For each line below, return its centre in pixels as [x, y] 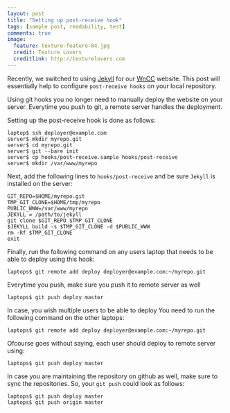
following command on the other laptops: [66, 317]
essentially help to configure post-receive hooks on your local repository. [112, 86]
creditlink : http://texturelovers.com [70, 59]
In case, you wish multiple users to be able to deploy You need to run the [111, 310]
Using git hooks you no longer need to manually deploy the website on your [115, 99]
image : [17, 40]
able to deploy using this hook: [51, 259]
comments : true [29, 33]
